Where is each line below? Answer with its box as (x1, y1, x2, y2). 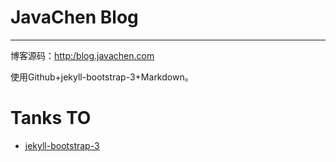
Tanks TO (10, 107, 92, 130)
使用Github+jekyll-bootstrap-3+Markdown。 (10, 71, 194, 83)
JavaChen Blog (10, 6, 139, 29)
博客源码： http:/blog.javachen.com (10, 49, 155, 61)
